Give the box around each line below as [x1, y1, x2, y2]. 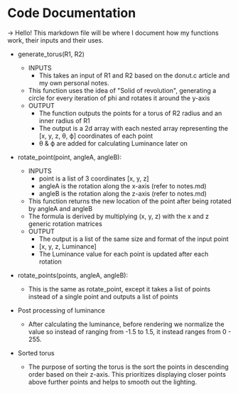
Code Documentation [7, 5, 136, 21]
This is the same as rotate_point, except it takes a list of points [28, 284, 211, 293]
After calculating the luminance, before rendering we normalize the [28, 320, 225, 328]
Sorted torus [17, 348, 55, 357]
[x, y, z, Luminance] [38, 242, 97, 250]
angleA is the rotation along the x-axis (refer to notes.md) [38, 181, 207, 190]
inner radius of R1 [38, 116, 90, 125]
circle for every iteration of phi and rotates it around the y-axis [28, 94, 210, 102]
